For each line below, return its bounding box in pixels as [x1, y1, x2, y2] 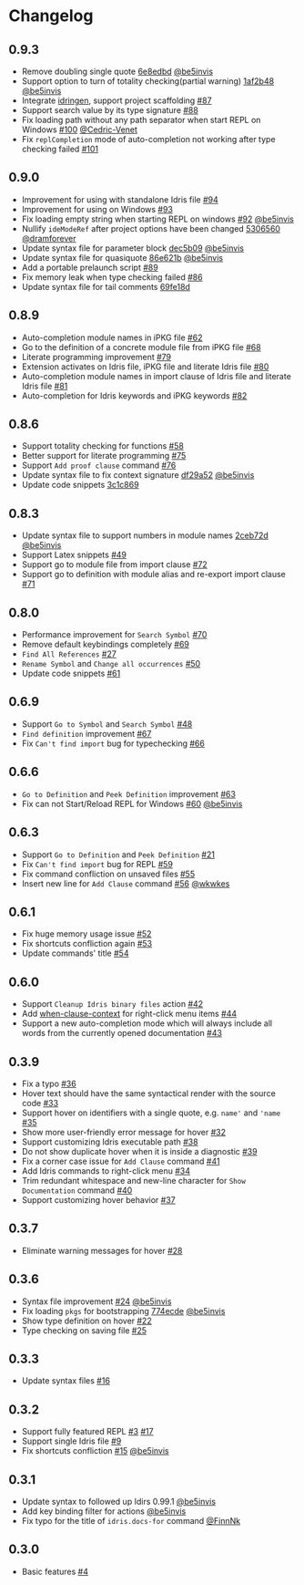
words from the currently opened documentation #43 [21, 1028, 222, 1039]
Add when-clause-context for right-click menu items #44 [21, 1009, 238, 1020]
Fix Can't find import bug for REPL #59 [21, 858, 174, 869]
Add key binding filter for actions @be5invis [21, 1506, 187, 1517]
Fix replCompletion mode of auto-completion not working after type [21, 134, 276, 144]
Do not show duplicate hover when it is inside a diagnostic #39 [21, 1145, 258, 1156]
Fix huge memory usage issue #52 [21, 928, 152, 939]
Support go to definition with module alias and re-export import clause [21, 569, 286, 580]
